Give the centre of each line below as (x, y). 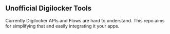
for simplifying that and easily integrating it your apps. (62, 26)
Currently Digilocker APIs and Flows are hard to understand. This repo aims (85, 20)
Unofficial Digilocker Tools (49, 8)
